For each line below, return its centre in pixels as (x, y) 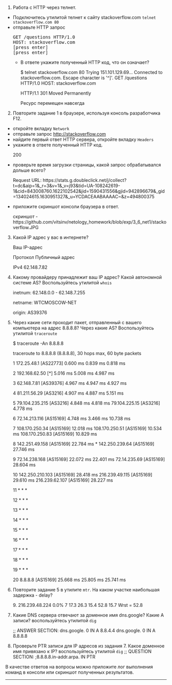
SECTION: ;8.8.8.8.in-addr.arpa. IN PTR (54, 657)
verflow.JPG (26, 227)
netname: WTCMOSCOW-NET (45, 302)
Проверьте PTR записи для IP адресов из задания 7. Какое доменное (89, 646)
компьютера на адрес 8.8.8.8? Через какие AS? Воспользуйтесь (83, 328)
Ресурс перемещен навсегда (52, 103)
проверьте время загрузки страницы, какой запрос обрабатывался (87, 165)
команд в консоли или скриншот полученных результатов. (70, 672)
